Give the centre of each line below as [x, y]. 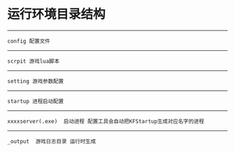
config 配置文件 [29, 41]
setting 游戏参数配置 [36, 81]
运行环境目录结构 [57, 14]
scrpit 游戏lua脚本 [34, 61]
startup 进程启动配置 [36, 101]
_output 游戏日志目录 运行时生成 [52, 141]
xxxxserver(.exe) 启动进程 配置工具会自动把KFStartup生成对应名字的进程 [106, 121]
